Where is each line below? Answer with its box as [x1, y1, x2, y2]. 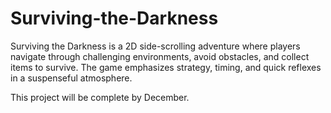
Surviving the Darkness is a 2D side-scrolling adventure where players [10, 40, 301, 52]
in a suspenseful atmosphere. [10, 72, 133, 84]
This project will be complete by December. [10, 91, 190, 103]
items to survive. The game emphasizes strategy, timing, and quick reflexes [10, 61, 322, 73]
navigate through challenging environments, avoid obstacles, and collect [10, 50, 310, 62]
